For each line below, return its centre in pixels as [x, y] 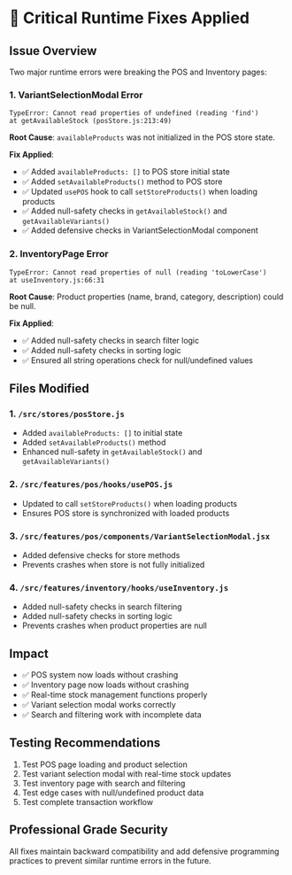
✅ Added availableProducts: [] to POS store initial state [126, 172]
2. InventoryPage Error [59, 254]
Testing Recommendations [85, 743]
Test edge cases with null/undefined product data [113, 793]
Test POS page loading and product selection [104, 764]
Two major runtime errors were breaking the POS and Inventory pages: [138, 72]
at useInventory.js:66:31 [57, 280]
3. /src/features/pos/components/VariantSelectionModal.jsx [140, 536]
